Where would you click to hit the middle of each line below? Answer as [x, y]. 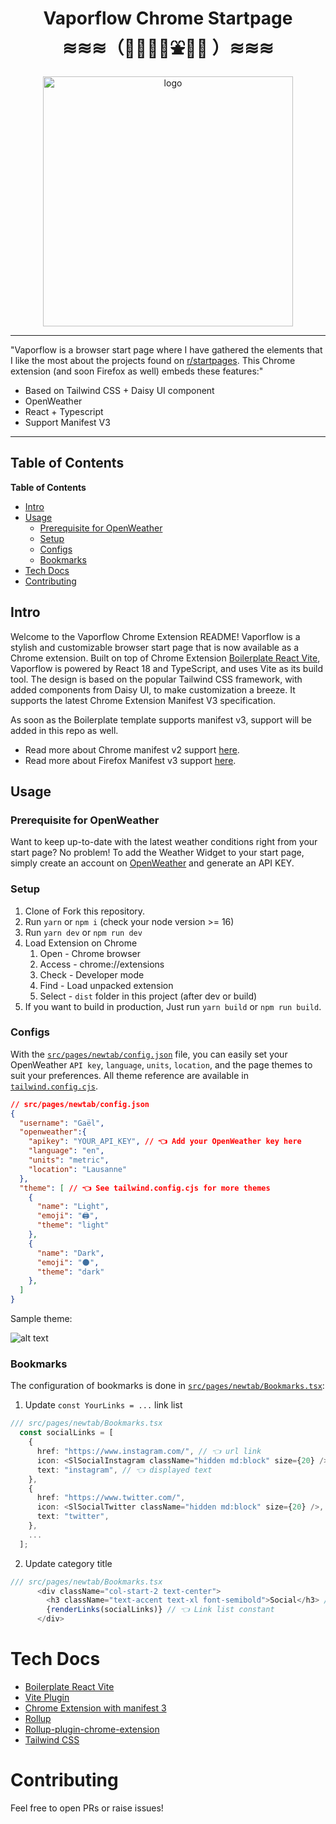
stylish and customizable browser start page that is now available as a [154, 647]
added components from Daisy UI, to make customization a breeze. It [153, 689]
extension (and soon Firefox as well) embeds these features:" [137, 371]
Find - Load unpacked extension [106, 985]
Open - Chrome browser [90, 953]
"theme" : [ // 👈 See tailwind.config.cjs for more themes [145, 1188]
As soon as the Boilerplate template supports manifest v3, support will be [161, 719]
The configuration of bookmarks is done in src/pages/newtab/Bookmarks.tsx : [167, 1386]
